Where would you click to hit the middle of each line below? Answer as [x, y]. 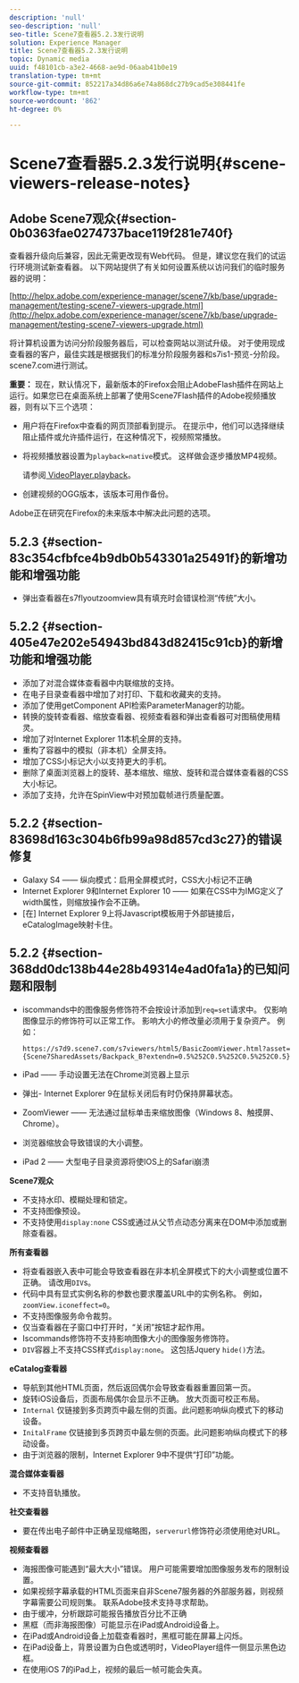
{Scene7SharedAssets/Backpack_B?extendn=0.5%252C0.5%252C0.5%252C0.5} [156, 1057]
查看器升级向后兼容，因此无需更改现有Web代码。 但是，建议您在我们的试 [144, 256]
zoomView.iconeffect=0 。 [68, 1305]
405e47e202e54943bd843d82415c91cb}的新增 [146, 643]
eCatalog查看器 [38, 1368]
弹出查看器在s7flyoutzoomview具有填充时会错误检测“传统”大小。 [141, 598]
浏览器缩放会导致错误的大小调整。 [85, 1143]
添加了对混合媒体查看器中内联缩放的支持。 [100, 683]
